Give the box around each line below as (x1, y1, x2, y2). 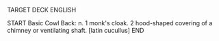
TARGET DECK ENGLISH (7, 6, 77, 14)
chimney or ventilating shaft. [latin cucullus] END (7, 27, 144, 34)
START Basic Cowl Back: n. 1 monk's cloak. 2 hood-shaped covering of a (7, 19, 213, 27)
